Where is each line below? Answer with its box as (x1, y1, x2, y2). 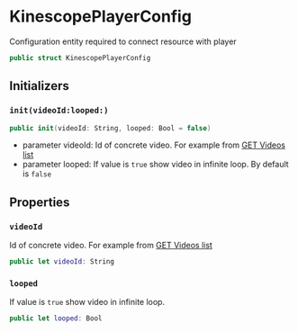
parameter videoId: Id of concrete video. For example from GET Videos (22, 139, 286, 150)
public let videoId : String (9, 257, 115, 266)
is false (22, 168, 52, 179)
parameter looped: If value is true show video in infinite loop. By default (22, 159, 290, 170)
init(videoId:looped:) (9, 105, 109, 116)
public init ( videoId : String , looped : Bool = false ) (9, 123, 212, 132)
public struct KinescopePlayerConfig (9, 53, 151, 62)
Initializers (9, 78, 70, 94)
